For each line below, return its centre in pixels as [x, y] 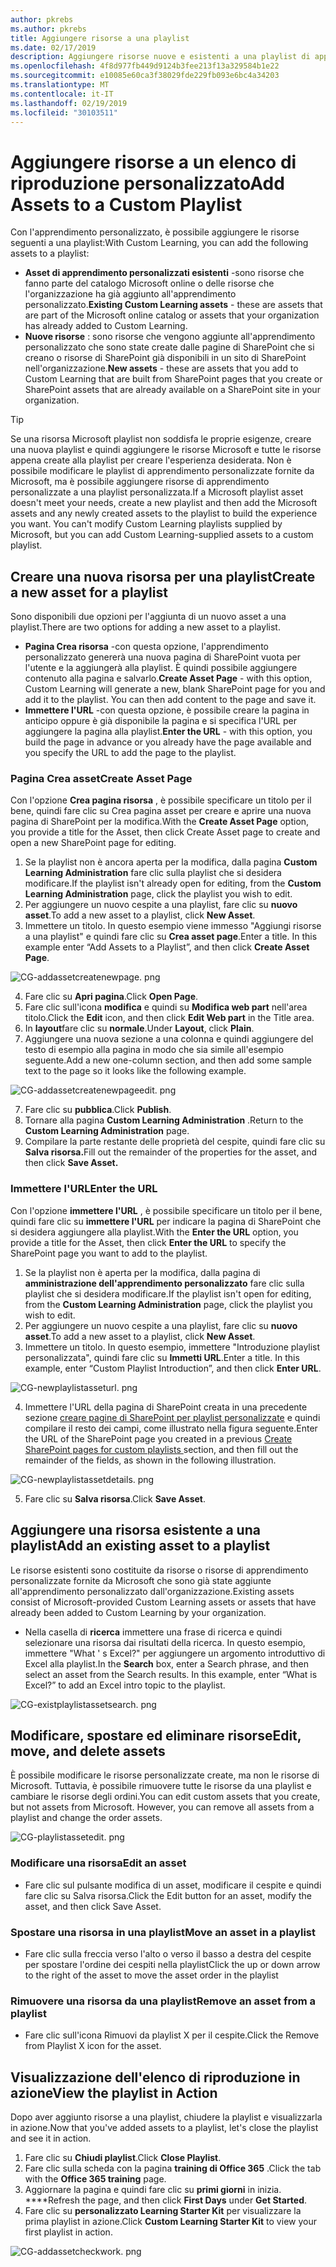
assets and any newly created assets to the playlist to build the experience [164, 513]
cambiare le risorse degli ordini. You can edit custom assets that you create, [165, 1797]
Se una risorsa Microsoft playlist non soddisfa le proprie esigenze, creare [161, 439]
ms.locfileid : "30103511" [64, 112]
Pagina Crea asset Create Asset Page [101, 779]
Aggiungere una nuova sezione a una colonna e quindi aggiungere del [169, 1039]
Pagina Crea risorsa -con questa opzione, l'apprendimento [146, 647]
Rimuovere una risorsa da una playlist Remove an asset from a [163, 2001]
